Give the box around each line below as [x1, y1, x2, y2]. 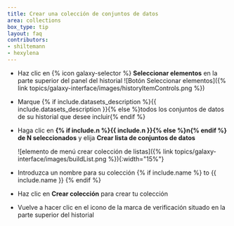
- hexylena [7, 50, 39, 57]
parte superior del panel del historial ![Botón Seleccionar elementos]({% [17, 76, 226, 84]
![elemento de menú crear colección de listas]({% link [17, 147, 174, 156]
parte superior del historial [17, 211, 95, 219]
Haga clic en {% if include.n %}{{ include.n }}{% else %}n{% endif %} [17, 126, 227, 134]
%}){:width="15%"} [108, 154, 164, 163]
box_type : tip [7, 23, 49, 30]
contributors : [7, 37, 49, 44]
